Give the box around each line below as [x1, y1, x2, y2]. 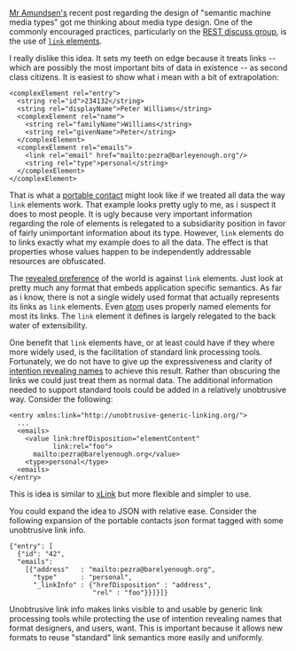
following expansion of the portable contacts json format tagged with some [9, 515, 284, 526]
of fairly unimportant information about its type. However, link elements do [9, 228, 284, 238]
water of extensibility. [9, 320, 88, 331]
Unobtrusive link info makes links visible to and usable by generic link [9, 604, 263, 615]
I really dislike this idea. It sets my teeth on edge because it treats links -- [9, 53, 277, 63]
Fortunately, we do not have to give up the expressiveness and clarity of [9, 357, 273, 366]
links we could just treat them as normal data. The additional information [9, 375, 273, 385]
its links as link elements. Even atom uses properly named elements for [9, 302, 272, 311]
